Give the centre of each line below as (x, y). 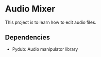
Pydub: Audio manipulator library (45, 49)
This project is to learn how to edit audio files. (51, 22)
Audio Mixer (30, 9)
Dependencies (27, 37)
